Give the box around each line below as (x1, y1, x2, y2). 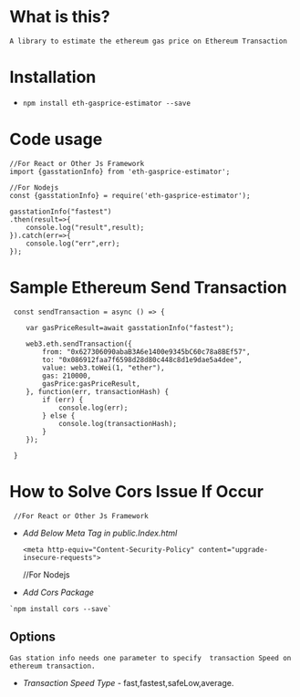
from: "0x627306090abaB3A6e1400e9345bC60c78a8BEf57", (42, 347, 251, 357)
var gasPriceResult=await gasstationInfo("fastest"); (26, 323, 234, 332)
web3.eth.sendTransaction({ (26, 339, 132, 348)
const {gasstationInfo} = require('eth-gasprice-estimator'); (9, 191, 251, 200)
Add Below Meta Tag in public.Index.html (22, 527, 178, 538)
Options (9, 629, 57, 645)
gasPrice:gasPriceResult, (42, 379, 141, 389)
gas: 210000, (42, 371, 92, 380)
